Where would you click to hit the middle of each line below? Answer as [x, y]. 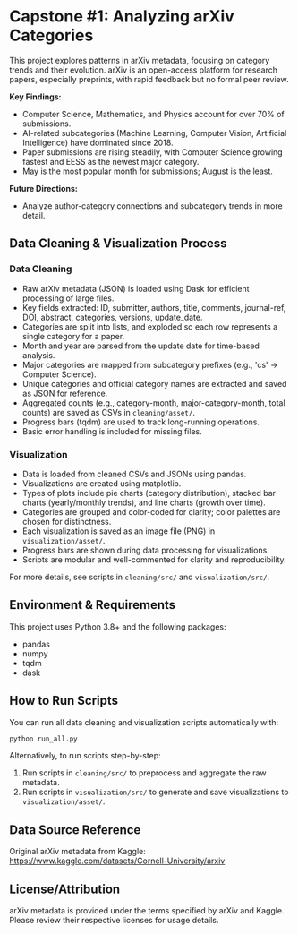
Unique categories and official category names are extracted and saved [154, 383]
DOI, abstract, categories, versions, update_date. [112, 317]
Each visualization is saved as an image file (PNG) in [119, 531]
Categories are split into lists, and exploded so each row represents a [150, 326]
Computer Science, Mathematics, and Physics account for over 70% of [153, 114]
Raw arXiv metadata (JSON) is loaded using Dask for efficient [136, 288]
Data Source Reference [75, 830]
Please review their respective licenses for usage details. [114, 921]
